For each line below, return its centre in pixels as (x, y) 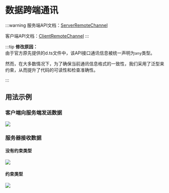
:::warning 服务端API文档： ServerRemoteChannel (57, 25)
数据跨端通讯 (32, 10)
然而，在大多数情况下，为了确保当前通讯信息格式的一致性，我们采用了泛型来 (85, 63)
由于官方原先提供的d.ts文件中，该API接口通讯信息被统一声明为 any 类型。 (80, 53)
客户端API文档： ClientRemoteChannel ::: (47, 36)
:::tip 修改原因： (21, 46)
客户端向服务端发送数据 (34, 113)
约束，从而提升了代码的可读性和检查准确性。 (52, 70)
